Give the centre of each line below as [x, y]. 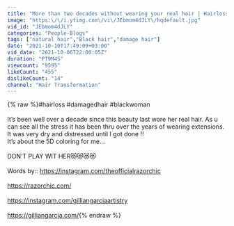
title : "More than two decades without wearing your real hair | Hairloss [118, 14]
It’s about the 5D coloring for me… [56, 142]
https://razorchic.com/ [39, 186]
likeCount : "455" [32, 72]
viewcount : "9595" [34, 65]
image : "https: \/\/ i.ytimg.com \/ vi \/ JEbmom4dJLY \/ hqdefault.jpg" [104, 20]
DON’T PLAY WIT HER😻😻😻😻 [52, 156]
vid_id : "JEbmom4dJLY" [40, 26]
